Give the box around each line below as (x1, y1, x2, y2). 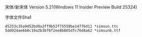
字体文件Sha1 (5, 14, 32, 20)
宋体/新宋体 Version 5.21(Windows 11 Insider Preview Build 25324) (5, 4, 138, 10)
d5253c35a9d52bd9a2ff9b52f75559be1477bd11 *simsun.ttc (5, 24, 119, 29)
